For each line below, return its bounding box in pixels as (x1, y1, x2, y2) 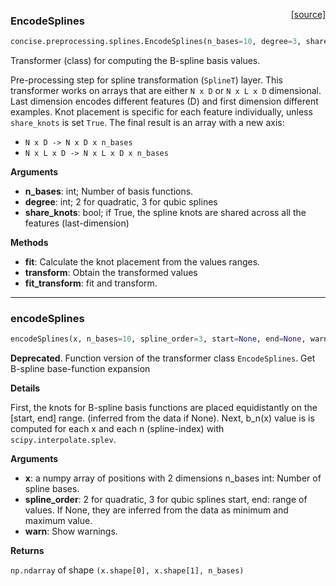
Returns (10, 545, 45, 557)
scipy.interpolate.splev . (10, 434, 117, 446)
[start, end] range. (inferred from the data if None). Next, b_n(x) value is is (10, 412, 315, 424)
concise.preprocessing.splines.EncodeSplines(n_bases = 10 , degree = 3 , (10, 37, 302, 47)
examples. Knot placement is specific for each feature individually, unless (10, 106, 313, 118)
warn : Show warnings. (24, 525, 118, 538)
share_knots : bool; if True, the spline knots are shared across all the (24, 207, 307, 219)
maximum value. (24, 515, 93, 527)
